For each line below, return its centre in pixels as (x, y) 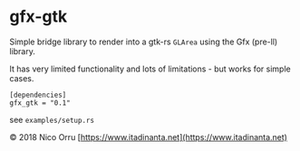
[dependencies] (38, 95)
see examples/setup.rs (52, 119)
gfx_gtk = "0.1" (40, 103)
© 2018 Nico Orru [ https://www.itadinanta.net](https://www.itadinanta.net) (149, 137)
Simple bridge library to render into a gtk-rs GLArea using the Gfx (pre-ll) (144, 42)
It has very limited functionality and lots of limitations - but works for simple (150, 69)
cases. (22, 78)
